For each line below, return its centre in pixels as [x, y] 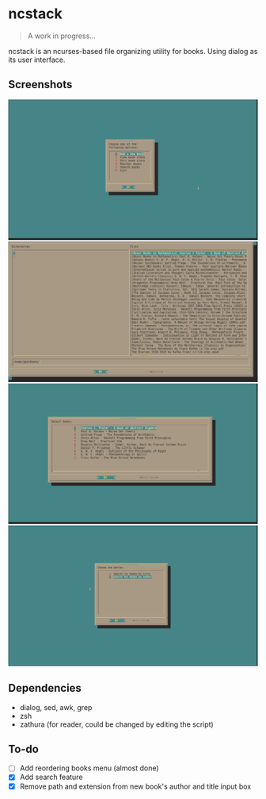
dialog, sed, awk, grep [56, 707]
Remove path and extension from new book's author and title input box [135, 786]
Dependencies [45, 688]
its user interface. [37, 60]
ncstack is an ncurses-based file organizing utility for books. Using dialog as [133, 51]
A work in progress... [62, 36]
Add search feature [51, 777]
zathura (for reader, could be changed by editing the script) [116, 724]
